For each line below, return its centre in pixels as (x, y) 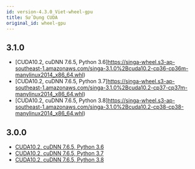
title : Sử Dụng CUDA (32, 18)
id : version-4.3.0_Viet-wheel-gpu (50, 12)
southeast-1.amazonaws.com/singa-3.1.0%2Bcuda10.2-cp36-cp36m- (102, 69)
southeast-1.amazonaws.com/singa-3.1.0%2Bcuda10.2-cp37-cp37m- (101, 88)
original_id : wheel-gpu (36, 23)
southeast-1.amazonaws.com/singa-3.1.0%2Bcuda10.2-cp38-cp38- (99, 107)
